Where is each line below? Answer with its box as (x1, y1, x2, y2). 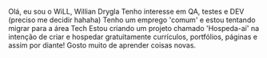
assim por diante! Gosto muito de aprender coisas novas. (8, 41, 197, 50)
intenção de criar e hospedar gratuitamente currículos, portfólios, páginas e (8, 32, 258, 41)
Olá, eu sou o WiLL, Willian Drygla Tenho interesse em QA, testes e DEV (8, 7, 245, 16)
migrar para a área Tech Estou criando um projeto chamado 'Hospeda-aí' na (8, 24, 260, 33)
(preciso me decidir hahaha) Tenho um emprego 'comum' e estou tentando (8, 15, 256, 25)
